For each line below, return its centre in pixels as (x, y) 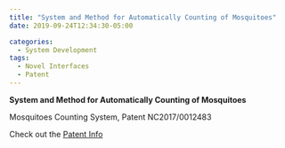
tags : (19, 58)
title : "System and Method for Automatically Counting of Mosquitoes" (143, 17)
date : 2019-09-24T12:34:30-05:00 (71, 26)
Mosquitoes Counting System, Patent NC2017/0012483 (110, 117)
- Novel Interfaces (53, 66)
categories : (31, 42)
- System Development (57, 50)
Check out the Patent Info (56, 134)
